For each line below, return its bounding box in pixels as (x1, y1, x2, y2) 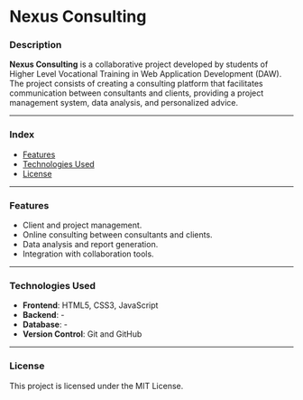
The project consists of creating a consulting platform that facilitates (9, 79, 263, 89)
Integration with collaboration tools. (22, 248, 155, 259)
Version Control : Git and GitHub (22, 329, 142, 340)
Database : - (22, 319, 69, 330)
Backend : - (22, 310, 65, 321)
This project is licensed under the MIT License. (9, 380, 184, 391)
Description (9, 39, 62, 51)
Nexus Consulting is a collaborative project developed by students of (9, 59, 269, 70)
